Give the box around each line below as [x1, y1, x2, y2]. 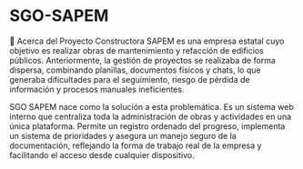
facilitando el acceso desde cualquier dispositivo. [9, 149, 195, 160]
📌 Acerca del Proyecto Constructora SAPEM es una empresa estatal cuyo [9, 35, 285, 46]
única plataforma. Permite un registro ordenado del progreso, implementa [9, 120, 286, 132]
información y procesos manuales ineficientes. [9, 84, 185, 94]
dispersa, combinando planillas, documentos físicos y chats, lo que [9, 65, 261, 75]
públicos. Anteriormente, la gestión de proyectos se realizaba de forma [9, 55, 276, 65]
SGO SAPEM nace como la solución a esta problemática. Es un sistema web [9, 101, 294, 112]
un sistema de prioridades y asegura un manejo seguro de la [9, 130, 237, 141]
